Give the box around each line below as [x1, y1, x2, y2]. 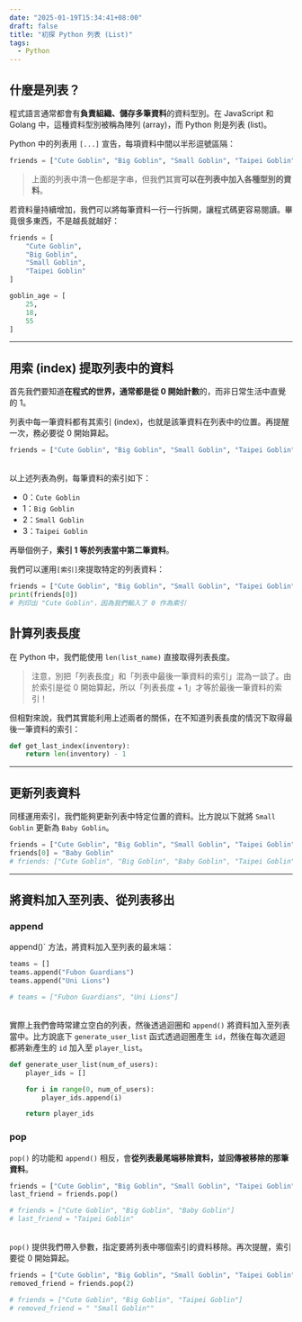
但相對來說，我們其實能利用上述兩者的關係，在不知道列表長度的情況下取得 [9, 712, 285, 723]
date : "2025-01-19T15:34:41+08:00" [9, 13, 143, 23]
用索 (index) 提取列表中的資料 [9, 360, 174, 376]
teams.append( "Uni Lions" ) [9, 976, 111, 986]
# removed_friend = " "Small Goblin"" [9, 1303, 155, 1313]
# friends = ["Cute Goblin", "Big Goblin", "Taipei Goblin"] [9, 1295, 244, 1304]
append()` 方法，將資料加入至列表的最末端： [9, 942, 174, 953]
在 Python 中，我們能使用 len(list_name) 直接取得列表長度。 [9, 651, 235, 662]
